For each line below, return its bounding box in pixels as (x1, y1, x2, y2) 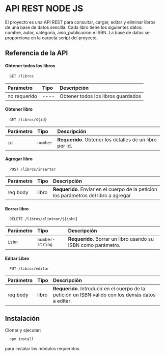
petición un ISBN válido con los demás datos (53, 291, 156, 298)
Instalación (5, 314, 40, 323)
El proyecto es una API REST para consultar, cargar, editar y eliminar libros (5, 19, 156, 25)
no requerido (7, 93, 38, 100)
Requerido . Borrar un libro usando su (68, 236, 154, 243)
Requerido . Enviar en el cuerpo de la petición (53, 186, 158, 193)
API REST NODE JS (5, 3, 83, 14)
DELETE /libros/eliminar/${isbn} (9, 217, 78, 222)
